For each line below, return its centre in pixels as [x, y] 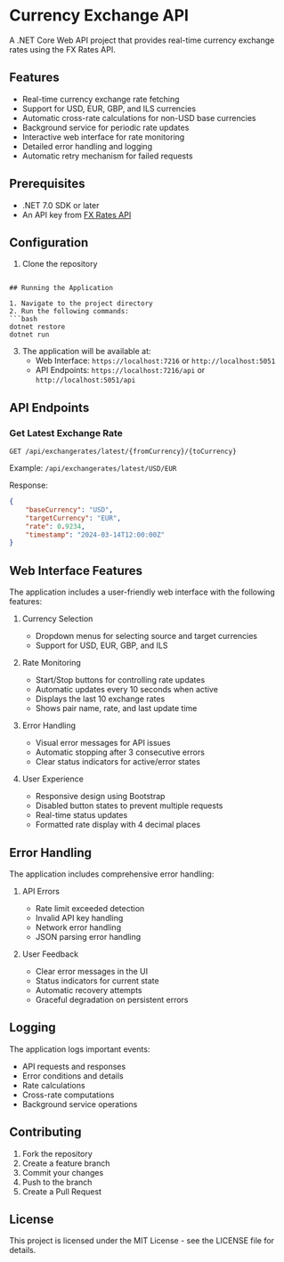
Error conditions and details [73, 1076]
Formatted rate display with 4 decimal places [118, 825]
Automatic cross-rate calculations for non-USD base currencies [139, 117]
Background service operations [80, 1104]
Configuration [49, 243]
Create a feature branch [66, 1163]
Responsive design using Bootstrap [100, 797]
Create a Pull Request [62, 1191]
